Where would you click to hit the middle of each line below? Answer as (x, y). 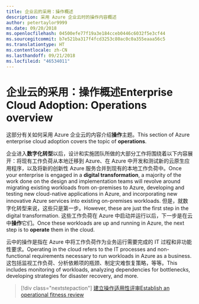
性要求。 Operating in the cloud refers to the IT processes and (81, 250)
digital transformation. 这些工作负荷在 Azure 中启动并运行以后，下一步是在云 (99, 216)
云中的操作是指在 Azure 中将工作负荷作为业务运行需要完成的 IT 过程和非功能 (99, 242)
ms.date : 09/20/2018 (32, 28)
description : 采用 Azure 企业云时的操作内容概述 (61, 17)
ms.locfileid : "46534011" (38, 61)
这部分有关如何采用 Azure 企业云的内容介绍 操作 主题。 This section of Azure (98, 135)
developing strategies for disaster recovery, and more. (73, 276)
